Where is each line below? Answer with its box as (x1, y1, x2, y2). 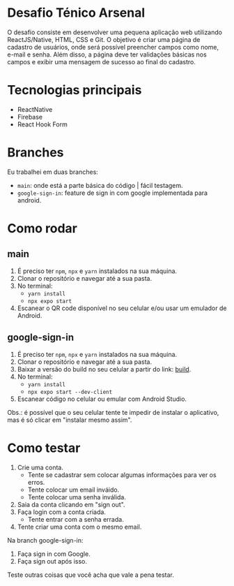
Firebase (17, 112, 43, 121)
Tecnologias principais (7, 82, 142, 98)
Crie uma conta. (17, 463, 64, 471)
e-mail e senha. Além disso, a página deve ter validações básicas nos (7, 50, 207, 59)
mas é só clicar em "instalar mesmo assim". (7, 416, 132, 424)
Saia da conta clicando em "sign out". (17, 500, 125, 508)
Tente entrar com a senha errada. (27, 515, 124, 523)
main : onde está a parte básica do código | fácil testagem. (17, 181, 183, 189)
